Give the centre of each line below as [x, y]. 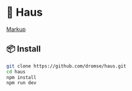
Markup [16, 29]
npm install [21, 77]
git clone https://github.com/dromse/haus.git [66, 66]
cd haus [16, 72]
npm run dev [21, 83]
